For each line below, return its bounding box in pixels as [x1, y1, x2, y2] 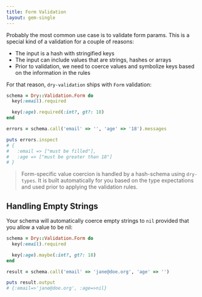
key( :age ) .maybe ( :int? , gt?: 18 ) [12, 252, 96, 258]
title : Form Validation [6, 9, 67, 15]
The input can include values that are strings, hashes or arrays [15, 56, 172, 63]
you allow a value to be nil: [6, 223, 73, 231]
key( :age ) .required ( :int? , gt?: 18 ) [12, 109, 104, 116]
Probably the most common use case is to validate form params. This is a [6, 31, 190, 38]
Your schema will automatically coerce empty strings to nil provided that [6, 217, 189, 225]
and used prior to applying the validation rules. [21, 183, 138, 190]
